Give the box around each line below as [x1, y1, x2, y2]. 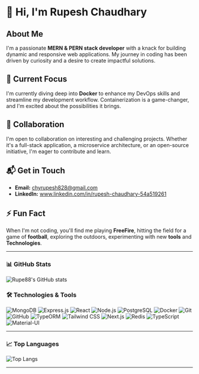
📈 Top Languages [6, 340, 59, 348]
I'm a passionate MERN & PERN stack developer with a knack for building [6, 44, 187, 51]
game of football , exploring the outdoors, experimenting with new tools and [6, 233, 192, 240]
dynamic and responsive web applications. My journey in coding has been [6, 51, 188, 58]
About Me [6, 29, 43, 39]
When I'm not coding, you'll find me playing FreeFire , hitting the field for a [6, 227, 187, 234]
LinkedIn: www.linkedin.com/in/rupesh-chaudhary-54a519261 [14, 190, 167, 197]
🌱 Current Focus [6, 74, 68, 84]
